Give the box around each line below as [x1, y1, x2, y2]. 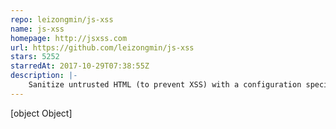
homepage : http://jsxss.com [10, 33, 128, 43]
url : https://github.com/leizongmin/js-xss [10, 42, 195, 53]
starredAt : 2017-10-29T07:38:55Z [10, 61, 150, 71]
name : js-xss [10, 24, 65, 34]
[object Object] [10, 107, 73, 119]
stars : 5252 [10, 52, 60, 62]
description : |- [10, 71, 78, 81]
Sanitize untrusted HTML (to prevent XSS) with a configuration [28, 80, 302, 90]
